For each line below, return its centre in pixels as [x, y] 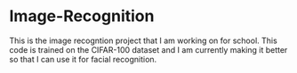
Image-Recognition [82, 16]
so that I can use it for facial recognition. [83, 59]
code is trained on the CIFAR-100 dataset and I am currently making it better [148, 49]
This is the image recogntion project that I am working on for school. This [143, 40]
